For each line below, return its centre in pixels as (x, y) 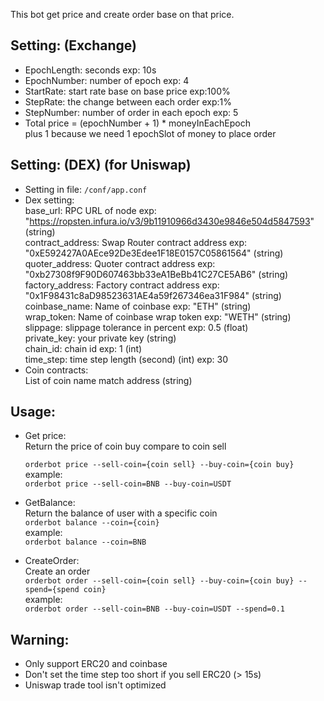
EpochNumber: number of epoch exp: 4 (107, 80)
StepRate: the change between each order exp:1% (128, 101)
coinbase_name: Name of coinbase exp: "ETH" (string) (138, 306)
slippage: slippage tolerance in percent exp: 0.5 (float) (136, 327)
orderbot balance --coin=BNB (85, 542)
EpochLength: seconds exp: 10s (90, 70)
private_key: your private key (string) (100, 338)
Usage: (33, 412)
